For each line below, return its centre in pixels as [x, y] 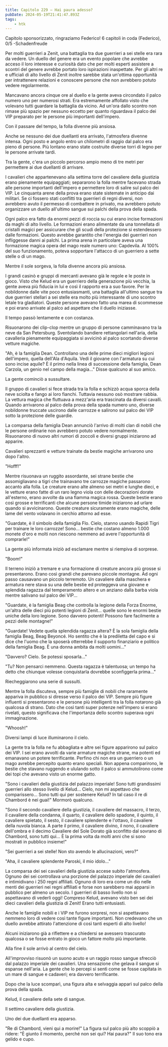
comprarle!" [18, 539]
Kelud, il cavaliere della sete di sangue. [45, 999]
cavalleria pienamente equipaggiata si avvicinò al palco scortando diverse [81, 338]
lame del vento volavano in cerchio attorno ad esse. [58, 514]
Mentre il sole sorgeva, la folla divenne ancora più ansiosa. [66, 266]
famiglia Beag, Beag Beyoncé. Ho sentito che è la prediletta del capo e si [80, 636]
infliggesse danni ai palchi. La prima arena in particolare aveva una [74, 240]
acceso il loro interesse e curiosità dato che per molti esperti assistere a [79, 64]
